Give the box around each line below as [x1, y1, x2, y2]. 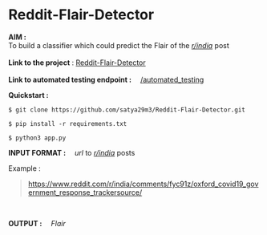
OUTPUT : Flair [8, 218, 66, 228]
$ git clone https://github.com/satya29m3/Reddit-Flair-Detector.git [8, 106, 246, 114]
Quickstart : [8, 90, 50, 99]
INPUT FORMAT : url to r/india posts [8, 148, 136, 157]
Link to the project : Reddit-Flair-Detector [8, 58, 146, 67]
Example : [8, 163, 42, 173]
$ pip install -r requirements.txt [8, 120, 127, 128]
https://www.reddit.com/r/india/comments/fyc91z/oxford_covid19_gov [27, 179, 259, 188]
